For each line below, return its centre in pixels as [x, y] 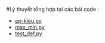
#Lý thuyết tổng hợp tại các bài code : [53, 9]
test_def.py [29, 33]
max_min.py [30, 27]
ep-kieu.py [28, 21]
